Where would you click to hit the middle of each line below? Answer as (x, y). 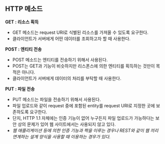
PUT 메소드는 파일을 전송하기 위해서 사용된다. (56, 99)
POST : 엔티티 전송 (24, 49)
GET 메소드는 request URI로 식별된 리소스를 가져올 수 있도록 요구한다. (80, 32)
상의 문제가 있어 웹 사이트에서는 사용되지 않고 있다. (67, 124)
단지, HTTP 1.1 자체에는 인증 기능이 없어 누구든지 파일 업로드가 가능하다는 (83, 118)
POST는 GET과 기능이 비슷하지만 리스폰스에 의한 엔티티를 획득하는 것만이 (83, 66)
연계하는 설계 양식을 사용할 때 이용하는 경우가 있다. (61, 137)
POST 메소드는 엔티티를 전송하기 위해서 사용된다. (60, 60)
